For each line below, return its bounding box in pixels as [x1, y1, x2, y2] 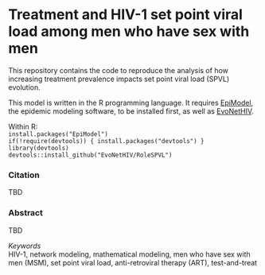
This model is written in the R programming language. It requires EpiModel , [8, 98, 254, 107]
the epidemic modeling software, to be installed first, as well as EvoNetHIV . [8, 106, 255, 116]
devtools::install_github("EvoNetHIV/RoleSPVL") [8, 151, 173, 159]
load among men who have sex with [8, 22, 250, 41]
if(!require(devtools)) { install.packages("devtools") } [8, 137, 205, 145]
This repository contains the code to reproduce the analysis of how [8, 65, 229, 75]
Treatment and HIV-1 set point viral [8, 6, 243, 24]
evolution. [8, 82, 41, 92]
